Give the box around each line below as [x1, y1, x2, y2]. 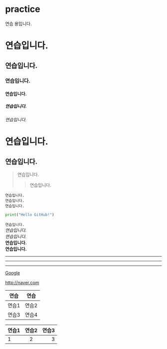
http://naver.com [5, 279, 39, 285]
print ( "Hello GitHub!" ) [5, 212, 55, 217]
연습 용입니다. [5, 20, 32, 26]
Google [5, 270, 20, 276]
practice [5, 3, 41, 15]
